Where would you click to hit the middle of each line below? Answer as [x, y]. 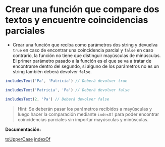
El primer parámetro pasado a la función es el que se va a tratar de [82, 61]
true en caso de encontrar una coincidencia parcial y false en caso [83, 50]
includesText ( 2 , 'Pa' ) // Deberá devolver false [57, 99]
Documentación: [23, 129]
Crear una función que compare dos [82, 9]
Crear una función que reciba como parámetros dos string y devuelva [85, 44]
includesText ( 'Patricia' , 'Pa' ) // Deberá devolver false [67, 90]
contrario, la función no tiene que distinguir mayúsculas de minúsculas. [87, 55]
